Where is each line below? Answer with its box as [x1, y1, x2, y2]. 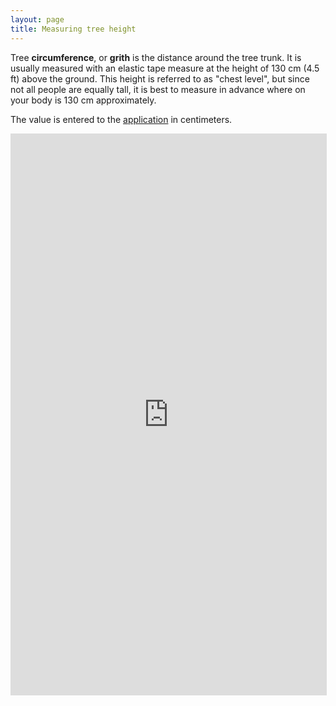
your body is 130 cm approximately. [10, 94, 157, 106]
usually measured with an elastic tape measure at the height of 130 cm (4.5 [10, 62, 320, 74]
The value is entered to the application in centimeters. [10, 113, 233, 125]
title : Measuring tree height [10, 24, 137, 34]
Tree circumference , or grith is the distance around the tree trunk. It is [10, 51, 302, 63]
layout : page [10, 14, 65, 25]
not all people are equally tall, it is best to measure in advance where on [10, 83, 306, 95]
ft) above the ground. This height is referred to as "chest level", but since [10, 72, 310, 85]
